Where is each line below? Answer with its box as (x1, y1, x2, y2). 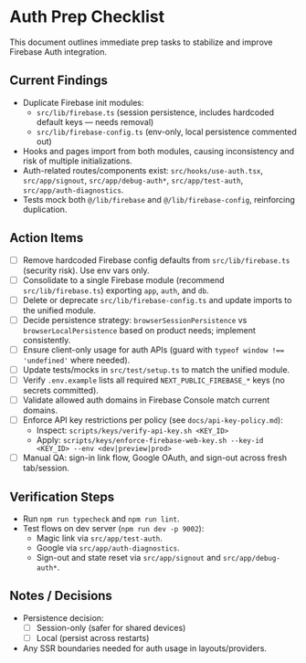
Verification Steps (9, 489, 115, 504)
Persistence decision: (22, 612, 104, 623)
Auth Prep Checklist (9, 6, 165, 27)
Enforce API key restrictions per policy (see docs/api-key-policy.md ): (22, 415, 283, 426)
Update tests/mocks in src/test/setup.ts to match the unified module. (22, 363, 290, 375)
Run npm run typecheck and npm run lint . (22, 513, 180, 524)
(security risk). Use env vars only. (22, 265, 150, 276)
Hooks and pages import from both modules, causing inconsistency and (22, 145, 295, 156)
